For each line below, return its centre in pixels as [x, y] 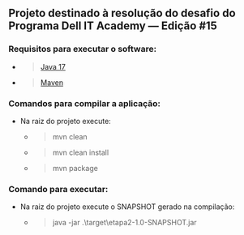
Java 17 [53, 66]
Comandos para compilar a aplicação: [84, 103]
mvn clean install [81, 152]
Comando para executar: [58, 189]
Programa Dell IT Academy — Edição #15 [113, 26]
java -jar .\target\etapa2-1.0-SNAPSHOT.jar [124, 223]
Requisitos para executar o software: [82, 49]
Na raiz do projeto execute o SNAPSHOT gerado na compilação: [127, 207]
